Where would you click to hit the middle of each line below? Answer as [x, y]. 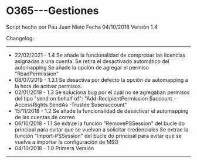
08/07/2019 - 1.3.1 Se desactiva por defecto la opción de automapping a [101, 79]
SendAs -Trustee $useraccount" [88, 105]
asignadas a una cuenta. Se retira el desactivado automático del [92, 61]
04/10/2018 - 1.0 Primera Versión [54, 148]
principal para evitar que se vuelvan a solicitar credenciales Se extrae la [101, 129]
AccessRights [31, 105]
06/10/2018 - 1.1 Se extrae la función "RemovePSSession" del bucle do [100, 123]
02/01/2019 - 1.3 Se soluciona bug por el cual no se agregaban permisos [102, 92]
